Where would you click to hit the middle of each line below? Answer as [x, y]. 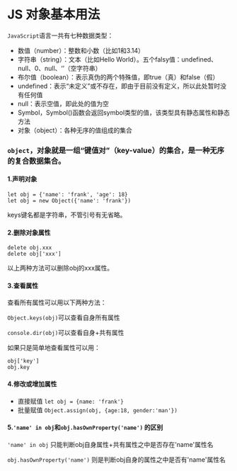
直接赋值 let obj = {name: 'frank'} [70, 401]
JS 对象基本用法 [54, 15]
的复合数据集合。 [36, 161]
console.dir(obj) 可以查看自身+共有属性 [66, 333]
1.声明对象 [22, 179]
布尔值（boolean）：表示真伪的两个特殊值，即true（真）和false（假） [118, 77]
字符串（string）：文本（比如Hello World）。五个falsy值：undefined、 [117, 59]
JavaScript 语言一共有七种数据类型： [60, 35]
